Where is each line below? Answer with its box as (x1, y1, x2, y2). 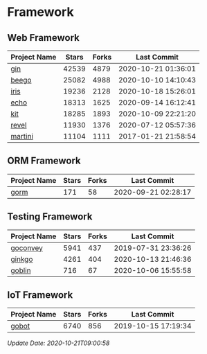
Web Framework (7, 32, 80, 44)
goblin (10, 265, 31, 275)
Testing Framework (7, 211, 93, 222)
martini (10, 132, 33, 141)
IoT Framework (7, 289, 73, 301)
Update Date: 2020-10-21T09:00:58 (7, 339, 110, 347)
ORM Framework (7, 155, 81, 167)
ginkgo (10, 254, 33, 264)
